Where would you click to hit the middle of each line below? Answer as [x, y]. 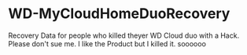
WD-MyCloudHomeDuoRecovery [119, 14]
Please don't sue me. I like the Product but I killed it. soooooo [107, 43]
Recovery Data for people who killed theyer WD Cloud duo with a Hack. [124, 35]
